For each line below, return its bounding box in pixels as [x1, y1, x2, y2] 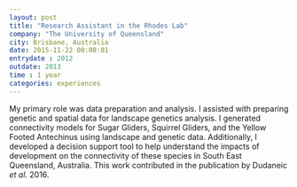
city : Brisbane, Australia [9, 37, 109, 47]
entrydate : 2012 [9, 54, 74, 63]
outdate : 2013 [9, 63, 62, 72]
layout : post [9, 12, 58, 22]
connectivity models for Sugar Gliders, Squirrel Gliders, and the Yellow [9, 121, 267, 133]
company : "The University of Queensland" [9, 29, 165, 38]
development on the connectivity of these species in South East [9, 150, 242, 160]
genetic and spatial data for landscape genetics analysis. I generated [9, 113, 262, 123]
